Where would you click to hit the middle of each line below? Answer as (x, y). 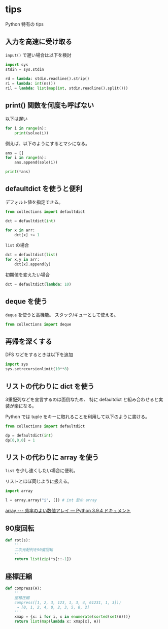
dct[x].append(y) (33, 264)
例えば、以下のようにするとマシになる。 (48, 143)
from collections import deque (38, 324)
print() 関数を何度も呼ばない (50, 105)
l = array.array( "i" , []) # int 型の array (51, 500)
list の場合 (17, 245)
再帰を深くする (29, 341)
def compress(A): (24, 589)
